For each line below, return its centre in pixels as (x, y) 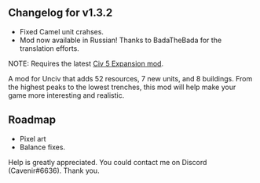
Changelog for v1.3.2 (60, 13)
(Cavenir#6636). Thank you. (54, 170)
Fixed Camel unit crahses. (62, 31)
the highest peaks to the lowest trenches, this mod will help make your (122, 87)
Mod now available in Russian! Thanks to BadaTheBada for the (121, 40)
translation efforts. (49, 48)
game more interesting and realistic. (66, 95)
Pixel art (33, 138)
